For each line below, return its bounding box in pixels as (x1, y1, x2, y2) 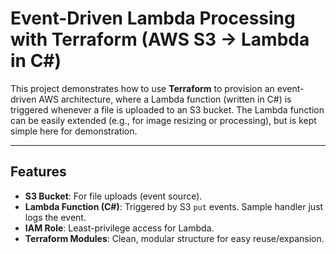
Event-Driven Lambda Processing (10, 7, 296, 30)
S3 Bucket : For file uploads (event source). (24, 190, 203, 202)
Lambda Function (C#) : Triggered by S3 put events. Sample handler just (24, 200, 324, 212)
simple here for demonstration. (10, 125, 138, 137)
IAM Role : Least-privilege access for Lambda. (24, 222, 215, 234)
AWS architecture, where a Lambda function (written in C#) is (38, 93, 292, 105)
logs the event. (24, 211, 87, 223)
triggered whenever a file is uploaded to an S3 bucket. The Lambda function (10, 103, 325, 116)
